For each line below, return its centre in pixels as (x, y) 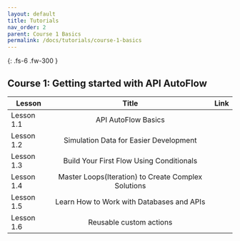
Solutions (130, 185)
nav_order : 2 (27, 27)
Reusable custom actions (130, 222)
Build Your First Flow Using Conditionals (130, 160)
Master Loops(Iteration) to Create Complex (130, 177)
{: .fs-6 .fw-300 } (33, 61)
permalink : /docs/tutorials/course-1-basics (75, 41)
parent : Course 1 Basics (44, 34)
